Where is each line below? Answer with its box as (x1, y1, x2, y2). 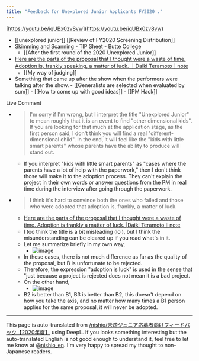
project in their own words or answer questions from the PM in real (23, 179, 187, 186)
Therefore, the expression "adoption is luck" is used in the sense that (23, 266, 192, 273)
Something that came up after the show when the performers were (14, 75, 178, 82)
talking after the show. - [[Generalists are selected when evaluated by (14, 81, 185, 89)
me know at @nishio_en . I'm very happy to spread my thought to (6, 341, 163, 349)
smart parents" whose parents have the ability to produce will (29, 142, 180, 149)
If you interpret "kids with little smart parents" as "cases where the (23, 160, 187, 167)
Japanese (6, 347, 31, 355)
